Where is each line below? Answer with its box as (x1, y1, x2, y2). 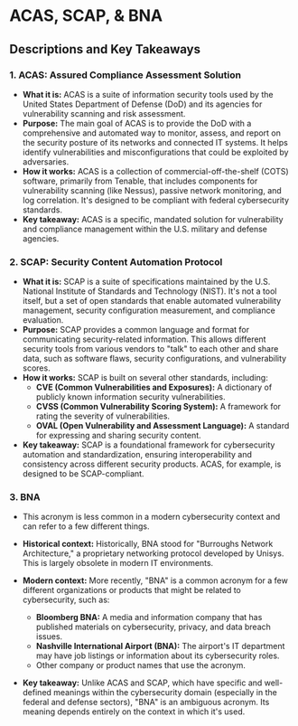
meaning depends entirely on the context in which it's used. (22, 706, 246, 717)
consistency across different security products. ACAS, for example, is (22, 458, 282, 470)
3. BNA (9, 491, 41, 504)
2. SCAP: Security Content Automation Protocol (9, 255, 223, 268)
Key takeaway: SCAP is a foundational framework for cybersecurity (22, 439, 275, 450)
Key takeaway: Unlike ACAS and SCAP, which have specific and (22, 677, 263, 688)
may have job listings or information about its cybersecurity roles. (35, 650, 280, 661)
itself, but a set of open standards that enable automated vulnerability (22, 296, 282, 306)
